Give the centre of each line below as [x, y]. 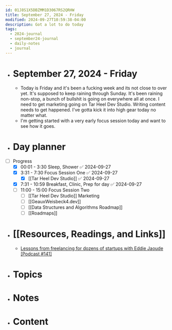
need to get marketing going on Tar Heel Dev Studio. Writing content [93, 104]
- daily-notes [25, 44]
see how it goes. [38, 126]
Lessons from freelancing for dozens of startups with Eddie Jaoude [92, 248]
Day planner [39, 147]
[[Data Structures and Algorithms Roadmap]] [75, 207]
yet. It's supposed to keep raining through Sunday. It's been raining [91, 93]
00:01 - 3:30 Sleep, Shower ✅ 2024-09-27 [66, 167]
